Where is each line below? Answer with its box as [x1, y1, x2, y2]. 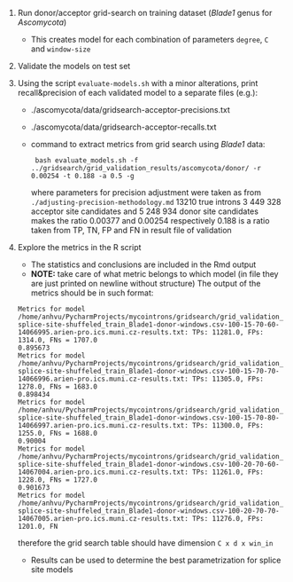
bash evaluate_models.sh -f [35, 156, 139, 165]
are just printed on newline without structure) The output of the [30, 279, 261, 288]
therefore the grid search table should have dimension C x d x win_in [17, 538, 274, 548]
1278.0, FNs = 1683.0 [17, 382, 97, 391]
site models [30, 564, 73, 575]
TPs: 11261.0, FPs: [191, 468, 264, 476]
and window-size [30, 43, 91, 54]
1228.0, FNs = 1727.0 [17, 476, 97, 484]
